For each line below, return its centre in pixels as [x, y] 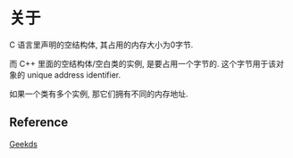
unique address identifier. [74, 75]
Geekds [24, 144]
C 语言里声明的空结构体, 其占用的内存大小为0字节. [101, 45]
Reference [39, 123]
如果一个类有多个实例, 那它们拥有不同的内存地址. [99, 94]
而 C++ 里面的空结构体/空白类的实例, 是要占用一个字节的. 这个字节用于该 [143, 63]
